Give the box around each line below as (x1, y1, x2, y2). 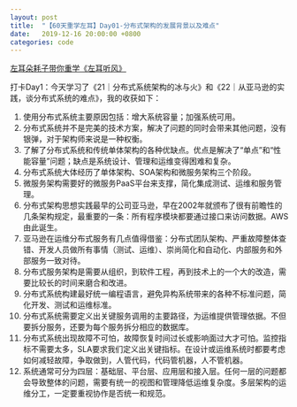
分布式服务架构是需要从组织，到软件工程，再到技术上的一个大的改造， (22, 266, 279, 277)
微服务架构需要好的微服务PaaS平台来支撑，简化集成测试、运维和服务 (22, 178, 275, 188)
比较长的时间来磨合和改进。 (30, 278, 132, 288)
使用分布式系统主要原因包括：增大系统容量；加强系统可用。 (22, 111, 240, 122)
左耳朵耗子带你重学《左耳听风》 (10, 63, 126, 73)
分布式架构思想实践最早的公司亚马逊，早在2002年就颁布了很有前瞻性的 (22, 200, 283, 211)
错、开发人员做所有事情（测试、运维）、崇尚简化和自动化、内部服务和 (22, 244, 275, 255)
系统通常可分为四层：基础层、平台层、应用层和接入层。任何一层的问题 (22, 366, 279, 377)
